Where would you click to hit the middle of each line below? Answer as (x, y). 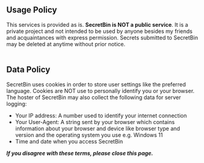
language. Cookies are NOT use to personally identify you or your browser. (100, 91)
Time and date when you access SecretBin (69, 141)
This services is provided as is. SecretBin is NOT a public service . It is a (97, 24)
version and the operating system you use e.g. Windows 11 (89, 135)
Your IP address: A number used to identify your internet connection (101, 116)
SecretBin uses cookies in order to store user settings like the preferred (96, 84)
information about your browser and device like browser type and (97, 128)
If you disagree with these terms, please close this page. (80, 153)
